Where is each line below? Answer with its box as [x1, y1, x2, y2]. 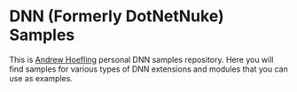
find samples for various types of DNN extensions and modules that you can [9, 64, 288, 74]
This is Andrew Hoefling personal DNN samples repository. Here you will [9, 54, 274, 65]
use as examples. [9, 73, 74, 83]
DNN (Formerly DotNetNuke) [9, 6, 224, 27]
